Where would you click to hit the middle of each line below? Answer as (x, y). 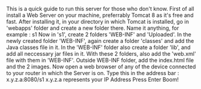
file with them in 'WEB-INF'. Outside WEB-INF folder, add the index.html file (100, 60)
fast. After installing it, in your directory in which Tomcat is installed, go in (98, 21)
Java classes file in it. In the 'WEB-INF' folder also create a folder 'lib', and (98, 47)
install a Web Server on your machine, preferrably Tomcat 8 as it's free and (100, 15)
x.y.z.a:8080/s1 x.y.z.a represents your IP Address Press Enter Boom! (93, 79)
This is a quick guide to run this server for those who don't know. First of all (100, 9)
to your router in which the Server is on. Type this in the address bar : (93, 73)
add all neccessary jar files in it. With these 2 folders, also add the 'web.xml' (101, 54)
